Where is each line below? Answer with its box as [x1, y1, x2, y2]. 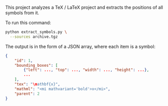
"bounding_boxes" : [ [14, 63, 58, 68]
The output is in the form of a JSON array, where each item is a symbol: [5, 43, 156, 49]
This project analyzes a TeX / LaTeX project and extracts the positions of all [5, 5, 163, 10]
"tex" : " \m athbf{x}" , [14, 82, 60, 87]
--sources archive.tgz [10, 34, 58, 39]
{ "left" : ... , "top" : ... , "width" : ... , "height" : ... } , [23, 67, 149, 73]
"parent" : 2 [14, 91, 40, 96]
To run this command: [5, 20, 51, 25]
